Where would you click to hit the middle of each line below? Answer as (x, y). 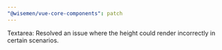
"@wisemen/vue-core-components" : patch (65, 13)
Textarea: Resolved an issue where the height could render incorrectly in (111, 33)
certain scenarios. (33, 40)
